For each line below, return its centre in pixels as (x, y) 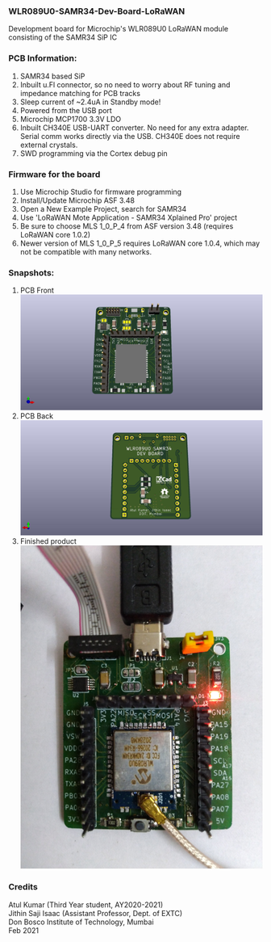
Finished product (48, 541)
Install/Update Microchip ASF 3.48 (77, 200)
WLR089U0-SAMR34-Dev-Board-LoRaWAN (97, 11)
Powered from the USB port (66, 110)
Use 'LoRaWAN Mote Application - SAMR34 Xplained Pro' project (129, 217)
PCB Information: (43, 58)
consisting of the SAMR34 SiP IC (63, 37)
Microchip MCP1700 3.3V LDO (71, 119)
